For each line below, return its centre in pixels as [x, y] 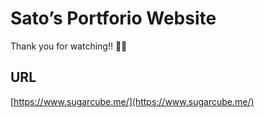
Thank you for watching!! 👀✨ [69, 46]
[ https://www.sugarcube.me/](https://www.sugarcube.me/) [132, 101]
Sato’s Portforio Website [113, 18]
